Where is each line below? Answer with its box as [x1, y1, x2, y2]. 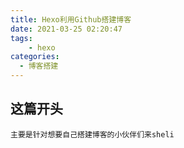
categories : [10, 52, 60, 62]
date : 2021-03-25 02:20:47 [10, 24, 123, 34]
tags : [10, 33, 33, 43]
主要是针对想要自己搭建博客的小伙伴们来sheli [10, 129, 175, 140]
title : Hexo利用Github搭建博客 [10, 14, 132, 25]
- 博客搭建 [19, 61, 59, 71]
